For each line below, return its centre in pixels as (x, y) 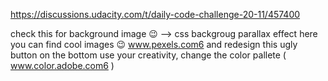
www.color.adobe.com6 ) (62, 65)
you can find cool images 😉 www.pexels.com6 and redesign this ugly (154, 44)
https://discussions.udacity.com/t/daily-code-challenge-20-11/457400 (155, 14)
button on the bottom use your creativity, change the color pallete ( (148, 55)
